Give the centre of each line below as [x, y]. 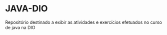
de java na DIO [20, 27]
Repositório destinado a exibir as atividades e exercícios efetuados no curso [84, 22]
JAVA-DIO [26, 9]
